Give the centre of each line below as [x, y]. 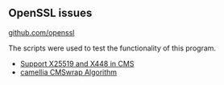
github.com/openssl [41, 32]
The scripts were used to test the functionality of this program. [112, 48]
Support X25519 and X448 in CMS [77, 63]
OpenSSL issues [50, 13]
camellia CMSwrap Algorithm [68, 72]
